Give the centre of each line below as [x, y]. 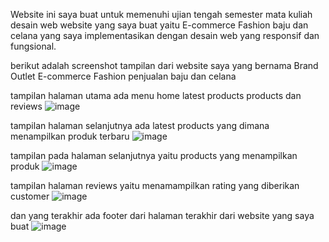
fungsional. [33, 46]
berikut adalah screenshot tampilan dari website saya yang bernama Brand [164, 65]
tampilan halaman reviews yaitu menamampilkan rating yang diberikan [155, 185]
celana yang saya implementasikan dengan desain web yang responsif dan [165, 35]
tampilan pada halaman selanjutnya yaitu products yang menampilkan [154, 155]
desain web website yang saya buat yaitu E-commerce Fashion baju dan [159, 25]
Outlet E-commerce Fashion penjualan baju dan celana [123, 76]
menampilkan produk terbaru [70, 136]
